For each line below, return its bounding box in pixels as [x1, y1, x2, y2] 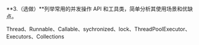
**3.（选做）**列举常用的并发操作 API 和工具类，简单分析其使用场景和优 [6, 5, 188, 12]
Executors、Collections [6, 33, 65, 40]
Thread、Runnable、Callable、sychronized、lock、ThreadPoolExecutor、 [6, 26, 191, 32]
